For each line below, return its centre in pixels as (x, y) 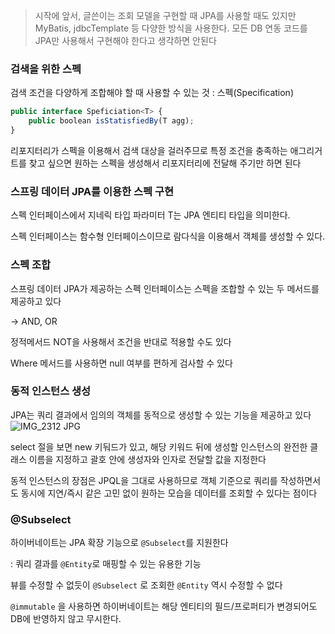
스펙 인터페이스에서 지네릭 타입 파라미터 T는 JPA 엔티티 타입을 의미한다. (150, 215)
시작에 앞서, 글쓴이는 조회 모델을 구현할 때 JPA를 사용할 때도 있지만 (165, 15)
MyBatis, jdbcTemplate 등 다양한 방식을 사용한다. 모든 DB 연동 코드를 (171, 28)
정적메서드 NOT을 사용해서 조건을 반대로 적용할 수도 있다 (121, 341)
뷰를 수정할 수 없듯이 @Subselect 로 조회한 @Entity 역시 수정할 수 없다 (146, 585)
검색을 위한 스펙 (46, 69)
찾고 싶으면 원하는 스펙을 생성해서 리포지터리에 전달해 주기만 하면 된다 (165, 163)
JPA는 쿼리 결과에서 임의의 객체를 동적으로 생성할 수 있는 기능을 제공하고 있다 (161, 415)
